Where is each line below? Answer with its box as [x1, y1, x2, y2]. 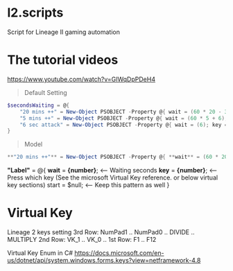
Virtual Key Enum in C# [7, 249, 73, 257]
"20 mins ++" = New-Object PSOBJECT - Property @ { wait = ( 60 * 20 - [19, 108, 222, 115]
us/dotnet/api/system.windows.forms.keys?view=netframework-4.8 [7, 256, 201, 265]
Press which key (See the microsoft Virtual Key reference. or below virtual [7, 173, 218, 182]
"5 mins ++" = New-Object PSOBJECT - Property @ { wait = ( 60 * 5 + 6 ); [19, 114, 228, 122]
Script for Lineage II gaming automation [7, 28, 120, 36]
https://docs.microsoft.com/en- [74, 249, 164, 257]
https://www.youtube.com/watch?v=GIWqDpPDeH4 [7, 75, 156, 83]
